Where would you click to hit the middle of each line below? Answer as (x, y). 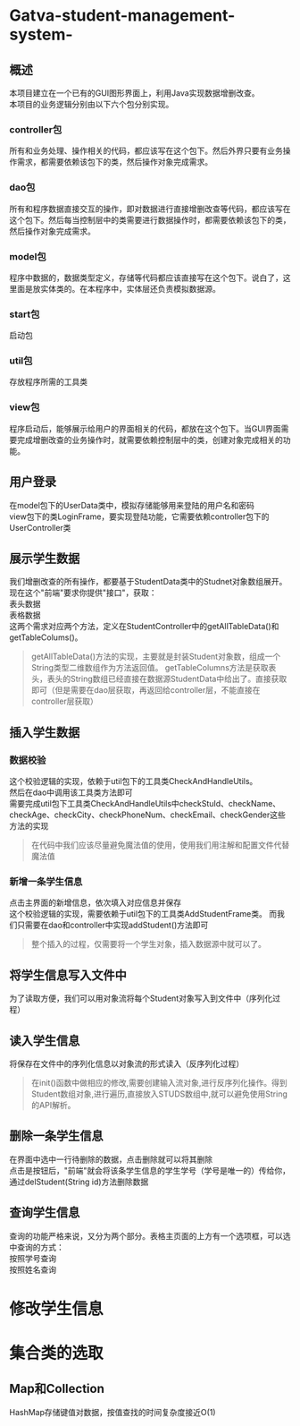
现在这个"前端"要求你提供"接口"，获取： (83, 593)
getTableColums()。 (46, 637)
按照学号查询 (33, 1258)
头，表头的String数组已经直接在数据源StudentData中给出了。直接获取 (159, 679)
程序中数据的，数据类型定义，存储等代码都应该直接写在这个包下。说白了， (146, 278)
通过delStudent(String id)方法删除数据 (79, 1182)
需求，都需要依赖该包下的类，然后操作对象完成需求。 (114, 162)
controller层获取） (64, 701)
